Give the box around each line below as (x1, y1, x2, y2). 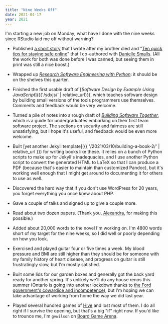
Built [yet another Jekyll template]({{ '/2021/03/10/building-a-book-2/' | (12, 143, 160, 149)
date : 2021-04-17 (5, 12, 42, 17)
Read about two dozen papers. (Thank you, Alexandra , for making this (12, 210, 157, 216)
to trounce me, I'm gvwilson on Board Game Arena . (12, 313, 118, 319)
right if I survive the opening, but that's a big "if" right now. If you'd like (12, 308, 159, 314)
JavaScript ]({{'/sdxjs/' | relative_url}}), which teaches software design (12, 92, 158, 98)
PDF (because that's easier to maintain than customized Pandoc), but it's (12, 165, 163, 171)
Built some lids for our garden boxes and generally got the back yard (12, 271, 154, 277)
